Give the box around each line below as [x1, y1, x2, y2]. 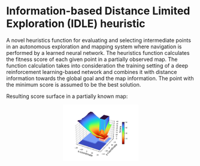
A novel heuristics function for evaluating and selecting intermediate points [6, 36, 192, 44]
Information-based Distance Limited [6, 4, 190, 18]
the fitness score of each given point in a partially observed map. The [6, 56, 178, 63]
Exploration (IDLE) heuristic [6, 17, 146, 30]
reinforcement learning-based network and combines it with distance [6, 68, 177, 75]
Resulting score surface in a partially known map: [6, 93, 128, 100]
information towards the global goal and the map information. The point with [6, 75, 194, 82]
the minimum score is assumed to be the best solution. [6, 81, 141, 88]
